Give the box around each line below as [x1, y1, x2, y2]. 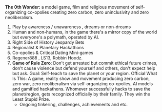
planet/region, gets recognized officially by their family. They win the [12, 91, 150, 97]
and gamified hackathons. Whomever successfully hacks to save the [12, 86, 151, 92]
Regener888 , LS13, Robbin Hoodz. [12, 55, 83, 60]
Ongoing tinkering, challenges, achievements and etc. [19, 102, 128, 107]
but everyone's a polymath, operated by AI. [12, 34, 100, 40]
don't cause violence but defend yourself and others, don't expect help [12, 65, 156, 71]
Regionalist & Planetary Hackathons [12, 45, 84, 50]
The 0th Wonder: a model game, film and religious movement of [5, 4, 135, 10]
